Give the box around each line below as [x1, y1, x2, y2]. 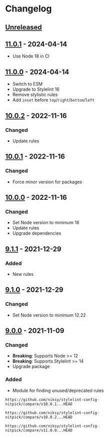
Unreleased [5, 23, 42, 32]
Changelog [5, 3, 52, 15]
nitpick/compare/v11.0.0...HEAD [5, 427, 72, 433]
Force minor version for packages [12, 179, 82, 185]
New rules [12, 271, 34, 277]
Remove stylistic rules [12, 92, 58, 98]
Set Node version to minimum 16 [12, 220, 79, 226]
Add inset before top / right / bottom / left [12, 97, 95, 103]
